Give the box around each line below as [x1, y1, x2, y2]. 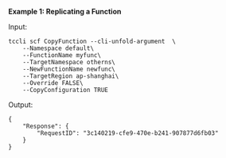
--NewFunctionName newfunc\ [22, 65, 115, 73]
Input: [8, 22, 28, 31]
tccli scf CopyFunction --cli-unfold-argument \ [8, 37, 177, 45]
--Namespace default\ [22, 44, 94, 52]
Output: [8, 100, 33, 110]
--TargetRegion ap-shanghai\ [22, 72, 119, 80]
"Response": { [22, 122, 69, 130]
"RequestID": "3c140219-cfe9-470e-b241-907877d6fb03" [37, 129, 219, 137]
